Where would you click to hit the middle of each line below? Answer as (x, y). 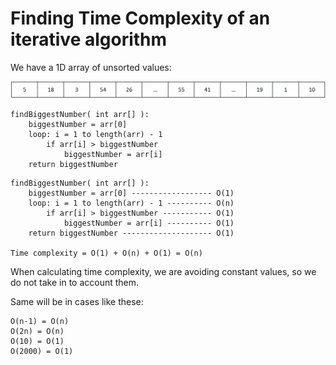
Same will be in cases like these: (77, 301)
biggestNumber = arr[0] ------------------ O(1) (131, 193)
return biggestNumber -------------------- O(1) (131, 233)
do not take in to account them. (75, 282)
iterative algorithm (89, 39)
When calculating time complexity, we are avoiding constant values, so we (163, 271)
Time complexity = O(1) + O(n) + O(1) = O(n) (106, 253)
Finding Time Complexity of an (140, 18)
